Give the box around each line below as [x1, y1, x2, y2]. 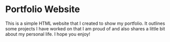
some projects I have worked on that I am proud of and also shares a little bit [5, 25, 165, 31]
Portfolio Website [5, 4, 80, 15]
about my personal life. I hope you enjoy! [5, 31, 90, 37]
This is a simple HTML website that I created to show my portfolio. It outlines [5, 20, 165, 26]
